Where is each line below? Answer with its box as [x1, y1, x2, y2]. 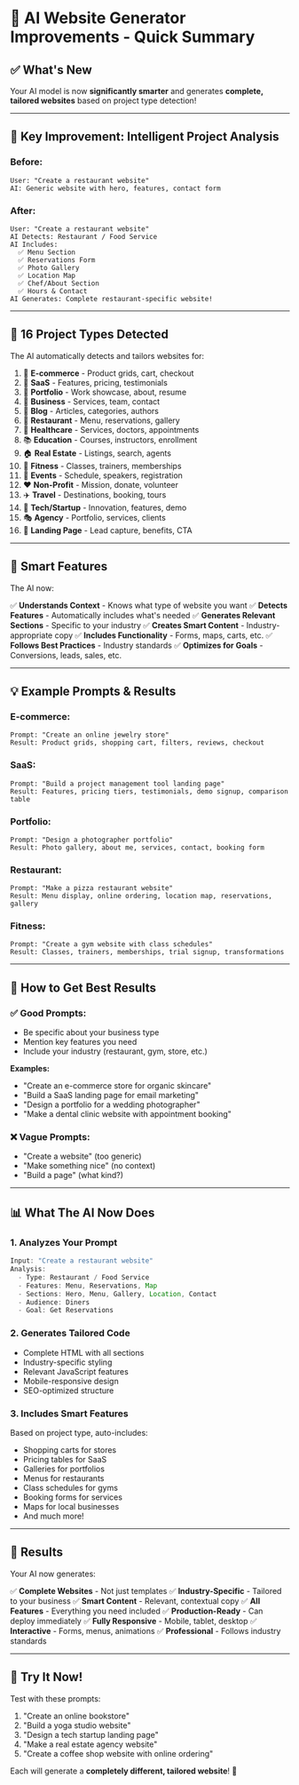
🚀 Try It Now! [10, 1669, 83, 1685]
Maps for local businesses [22, 1501, 120, 1511]
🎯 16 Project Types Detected [10, 327, 169, 342]
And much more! [22, 1510, 84, 1521]
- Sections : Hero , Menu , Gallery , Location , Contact [18, 1289, 217, 1298]
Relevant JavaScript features [22, 1366, 130, 1376]
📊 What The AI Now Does [10, 1205, 155, 1220]
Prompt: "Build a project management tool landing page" [10, 779, 225, 788]
